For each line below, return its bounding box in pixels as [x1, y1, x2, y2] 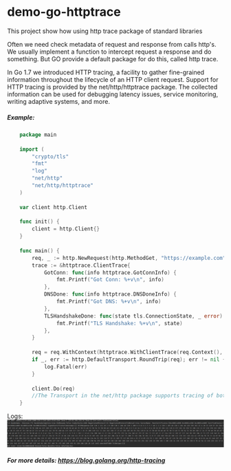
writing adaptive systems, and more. [7, 97, 110, 105]
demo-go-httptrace [7, 4, 122, 20]
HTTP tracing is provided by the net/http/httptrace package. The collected [7, 83, 218, 91]
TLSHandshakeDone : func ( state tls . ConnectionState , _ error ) [43, 312, 223, 320]
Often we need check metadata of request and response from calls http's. [7, 40, 217, 48]
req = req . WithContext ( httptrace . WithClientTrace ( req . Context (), [32, 349, 223, 356]
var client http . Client [19, 204, 88, 210]
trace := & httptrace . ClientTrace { [32, 262, 131, 269]
